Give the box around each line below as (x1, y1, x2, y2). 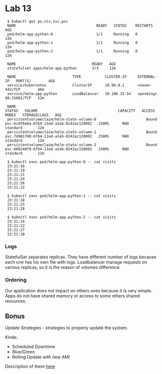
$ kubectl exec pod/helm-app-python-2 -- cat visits (7, 214, 116, 219)
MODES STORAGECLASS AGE (5, 112, 62, 117)
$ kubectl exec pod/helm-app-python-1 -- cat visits (7, 193, 116, 198)
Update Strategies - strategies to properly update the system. (5, 325, 128, 331)
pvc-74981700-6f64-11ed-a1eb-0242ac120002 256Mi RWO (5, 134, 130, 139)
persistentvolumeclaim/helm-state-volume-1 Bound (7, 129, 158, 134)
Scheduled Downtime (12, 344, 55, 350)
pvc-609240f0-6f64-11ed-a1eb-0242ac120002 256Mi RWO (5, 146, 130, 151)
